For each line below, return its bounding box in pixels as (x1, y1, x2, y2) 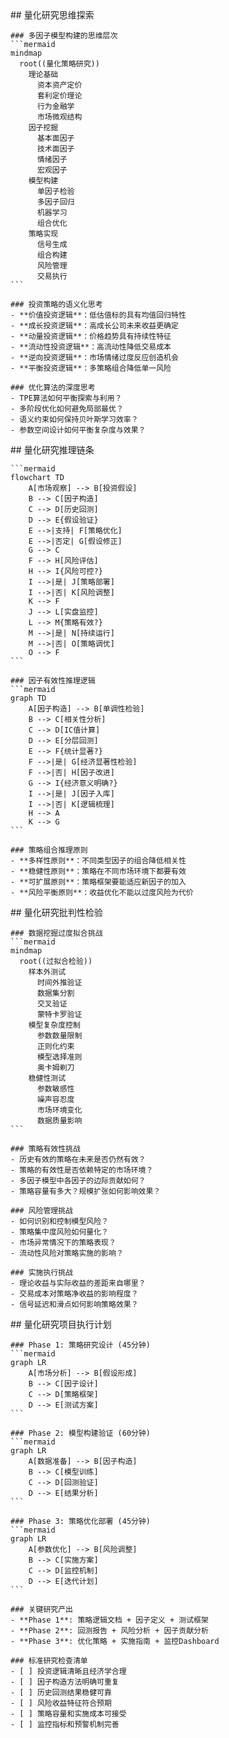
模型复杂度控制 (28, 1020, 81, 1030)
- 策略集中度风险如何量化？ (10, 1227, 110, 1237)
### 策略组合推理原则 (10, 845, 88, 855)
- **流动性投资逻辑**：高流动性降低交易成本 (10, 342, 172, 352)
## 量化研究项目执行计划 (10, 1318, 112, 1330)
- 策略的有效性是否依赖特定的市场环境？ (10, 1165, 154, 1175)
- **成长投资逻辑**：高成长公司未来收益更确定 (10, 321, 179, 331)
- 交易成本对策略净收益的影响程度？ (10, 1289, 139, 1299)
